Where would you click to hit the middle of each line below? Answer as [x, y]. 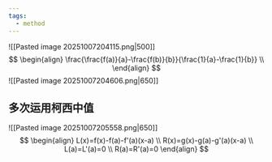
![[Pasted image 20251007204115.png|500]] [82, 46]
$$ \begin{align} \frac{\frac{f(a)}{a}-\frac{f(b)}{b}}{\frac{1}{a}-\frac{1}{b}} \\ [136, 59]
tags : [17, 16]
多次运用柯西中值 [51, 107]
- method [30, 23]
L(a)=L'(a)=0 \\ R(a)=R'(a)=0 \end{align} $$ [136, 149]
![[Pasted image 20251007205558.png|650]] [83, 128]
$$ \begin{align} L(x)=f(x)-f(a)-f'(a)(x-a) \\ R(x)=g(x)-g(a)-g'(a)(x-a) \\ [136, 141]
